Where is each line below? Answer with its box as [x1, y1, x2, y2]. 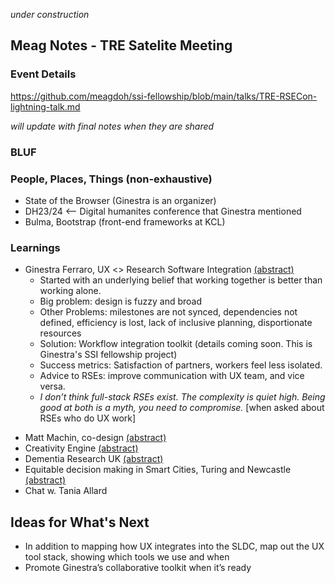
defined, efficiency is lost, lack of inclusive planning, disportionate [39, 317, 313, 329]
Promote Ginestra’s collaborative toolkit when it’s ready [24, 562, 252, 574]
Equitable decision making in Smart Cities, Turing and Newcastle [24, 464, 292, 476]
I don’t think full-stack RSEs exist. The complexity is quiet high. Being [39, 391, 326, 403]
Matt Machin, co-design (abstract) [24, 432, 167, 444]
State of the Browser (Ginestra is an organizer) [24, 194, 217, 206]
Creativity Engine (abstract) [24, 442, 139, 454]
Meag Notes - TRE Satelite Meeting [10, 37, 233, 54]
